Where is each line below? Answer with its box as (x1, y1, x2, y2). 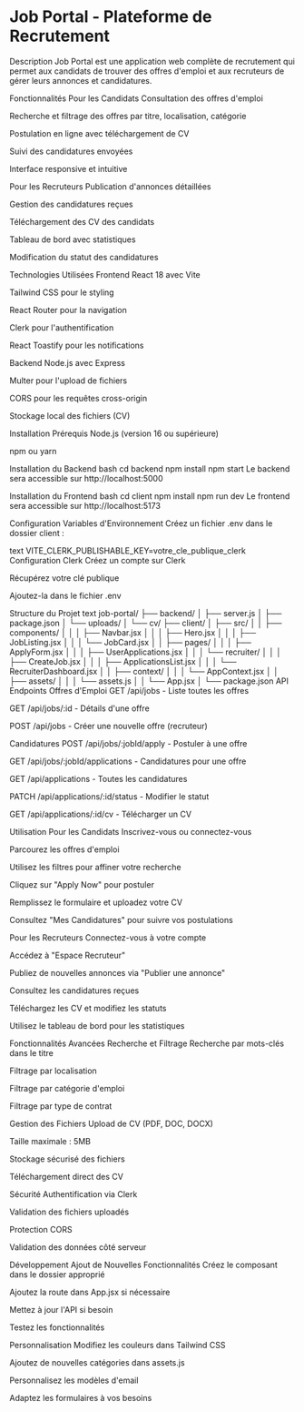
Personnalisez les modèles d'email (9, 1375, 139, 1386)
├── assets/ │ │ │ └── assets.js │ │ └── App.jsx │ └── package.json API (9, 676, 289, 686)
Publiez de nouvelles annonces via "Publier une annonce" (9, 967, 226, 978)
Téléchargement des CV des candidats (9, 216, 155, 227)
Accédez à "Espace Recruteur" (9, 950, 125, 960)
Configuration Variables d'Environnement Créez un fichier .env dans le (9, 517, 273, 529)
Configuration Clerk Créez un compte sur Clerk (9, 554, 186, 565)
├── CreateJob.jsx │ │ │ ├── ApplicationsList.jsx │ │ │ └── (9, 655, 237, 666)
